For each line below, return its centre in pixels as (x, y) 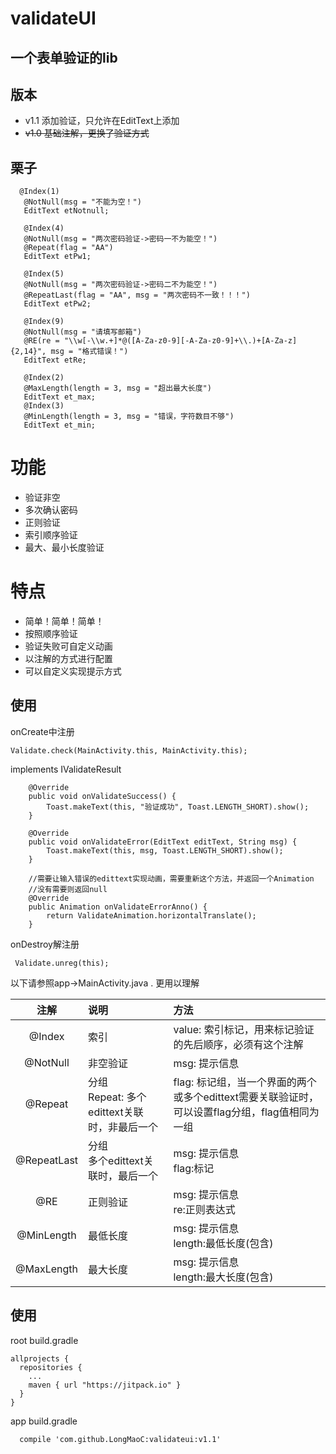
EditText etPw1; (57, 257)
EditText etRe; (55, 360)
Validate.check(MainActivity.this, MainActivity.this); (129, 750)
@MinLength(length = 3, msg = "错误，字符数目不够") (129, 417)
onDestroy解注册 (45, 944)
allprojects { (40, 1358)
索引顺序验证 (51, 535)
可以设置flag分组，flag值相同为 (246, 1112)
